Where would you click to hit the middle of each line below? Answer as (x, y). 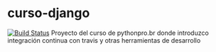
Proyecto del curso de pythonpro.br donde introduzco (130, 33)
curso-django (49, 13)
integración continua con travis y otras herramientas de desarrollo (104, 40)
